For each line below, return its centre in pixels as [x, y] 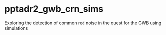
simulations [16, 28]
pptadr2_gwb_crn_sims [54, 9]
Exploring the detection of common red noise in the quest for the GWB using [83, 23]
